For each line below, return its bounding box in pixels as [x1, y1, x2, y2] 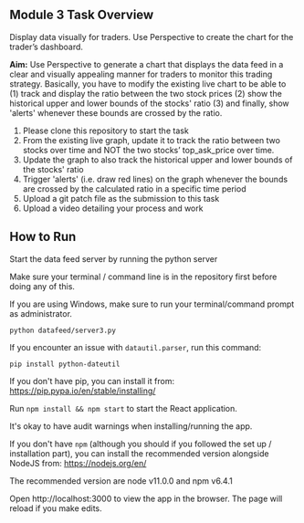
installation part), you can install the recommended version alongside [9, 447, 269, 459]
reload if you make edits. [9, 502, 102, 514]
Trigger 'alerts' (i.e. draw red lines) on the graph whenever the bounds [22, 173, 288, 184]
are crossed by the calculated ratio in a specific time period [22, 183, 246, 194]
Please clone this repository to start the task [22, 125, 189, 136]
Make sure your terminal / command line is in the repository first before [9, 271, 278, 282]
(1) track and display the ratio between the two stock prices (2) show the [9, 88, 283, 99]
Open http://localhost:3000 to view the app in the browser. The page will [9, 493, 283, 504]
